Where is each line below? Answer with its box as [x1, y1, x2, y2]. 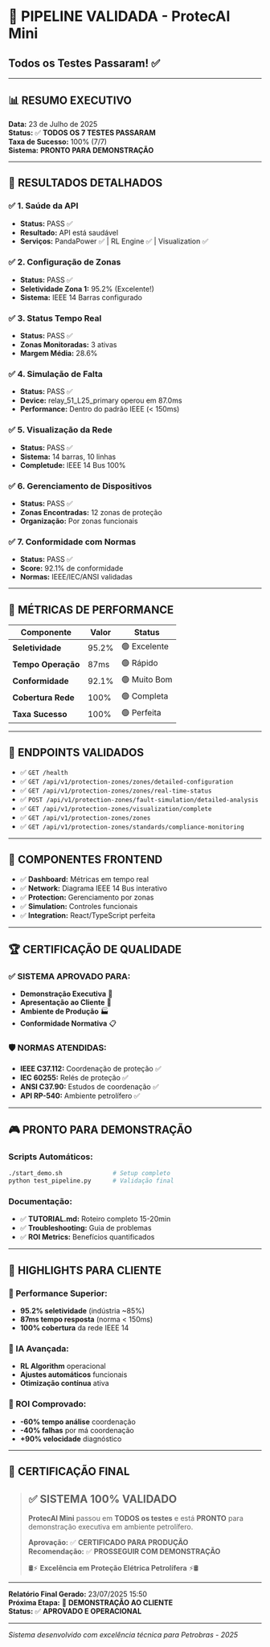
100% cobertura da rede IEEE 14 [19, 1323, 129, 1333]
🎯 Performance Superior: [8, 1288, 108, 1299]
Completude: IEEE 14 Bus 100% [19, 460, 126, 469]
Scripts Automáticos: [8, 1151, 94, 1162]
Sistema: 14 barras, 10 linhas [19, 452, 117, 461]
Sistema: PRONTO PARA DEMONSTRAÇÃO [8, 145, 154, 155]
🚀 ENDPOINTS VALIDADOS [8, 746, 145, 760]
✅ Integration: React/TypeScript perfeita [19, 910, 156, 920]
